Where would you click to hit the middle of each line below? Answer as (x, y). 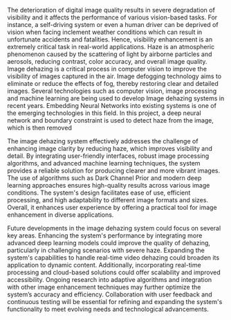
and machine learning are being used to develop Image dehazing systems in (116, 98)
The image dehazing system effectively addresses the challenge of (103, 141)
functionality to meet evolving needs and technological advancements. (108, 309)
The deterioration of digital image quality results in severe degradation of (111, 10)
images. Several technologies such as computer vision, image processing (112, 91)
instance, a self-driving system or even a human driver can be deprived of (113, 25)
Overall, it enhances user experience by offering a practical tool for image (112, 207)
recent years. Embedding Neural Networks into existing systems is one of (112, 106)
